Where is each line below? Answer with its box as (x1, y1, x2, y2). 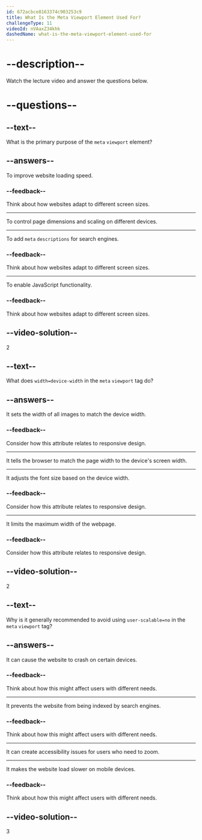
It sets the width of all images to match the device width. (6, 411, 146, 418)
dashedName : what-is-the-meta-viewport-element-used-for (6, 31, 152, 37)
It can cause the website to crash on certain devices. (6, 656, 137, 663)
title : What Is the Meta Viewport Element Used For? (6, 14, 141, 21)
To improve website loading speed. (6, 171, 93, 179)
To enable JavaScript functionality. (6, 281, 92, 288)
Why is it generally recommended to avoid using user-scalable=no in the (6, 616, 186, 623)
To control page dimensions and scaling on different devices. (6, 218, 158, 225)
